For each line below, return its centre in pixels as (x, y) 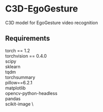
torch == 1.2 (17, 50)
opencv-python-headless (31, 93)
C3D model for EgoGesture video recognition (52, 23)
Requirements (27, 38)
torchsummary (20, 77)
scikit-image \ (19, 104)
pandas (13, 98)
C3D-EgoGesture (42, 9)
